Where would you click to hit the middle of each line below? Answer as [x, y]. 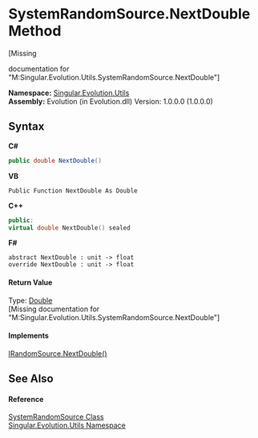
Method [35, 31]
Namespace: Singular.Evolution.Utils [69, 92]
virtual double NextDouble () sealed [69, 228]
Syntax [26, 126]
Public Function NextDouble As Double [73, 191]
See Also [31, 379]
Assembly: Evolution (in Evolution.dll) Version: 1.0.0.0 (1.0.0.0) [111, 101]
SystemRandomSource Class [56, 417]
